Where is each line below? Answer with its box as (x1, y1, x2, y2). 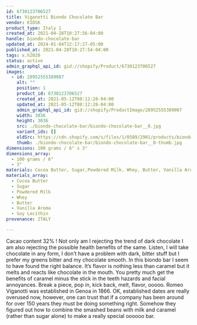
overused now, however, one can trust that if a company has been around (6, 293, 184, 300)
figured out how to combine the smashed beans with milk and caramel (6, 306, 176, 313)
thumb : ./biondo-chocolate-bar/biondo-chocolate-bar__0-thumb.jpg (16, 139, 182, 146)
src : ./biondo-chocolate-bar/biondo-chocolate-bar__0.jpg (16, 123, 161, 129)
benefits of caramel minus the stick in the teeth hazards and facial (6, 274, 166, 282)
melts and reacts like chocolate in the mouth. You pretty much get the (6, 269, 174, 276)
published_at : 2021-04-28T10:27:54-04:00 (6, 47, 109, 53)
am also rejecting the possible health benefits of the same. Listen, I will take (6, 243, 189, 250)
